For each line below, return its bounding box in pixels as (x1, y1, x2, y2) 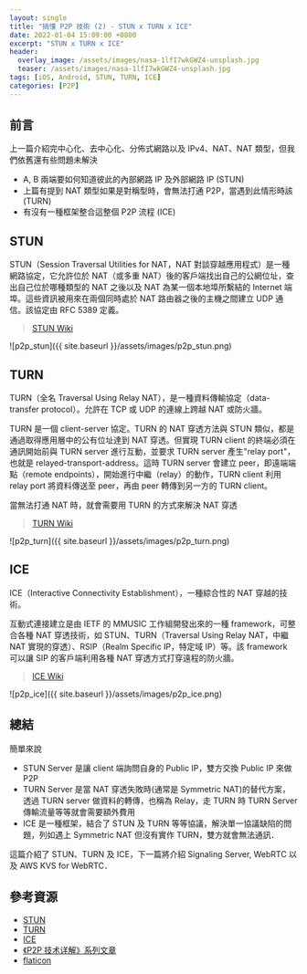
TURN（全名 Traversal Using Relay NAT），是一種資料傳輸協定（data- (9, 393, 270, 403)
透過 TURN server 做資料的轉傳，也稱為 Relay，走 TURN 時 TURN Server (22, 795, 298, 806)
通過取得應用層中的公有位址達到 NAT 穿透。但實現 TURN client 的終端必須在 (9, 435, 296, 445)
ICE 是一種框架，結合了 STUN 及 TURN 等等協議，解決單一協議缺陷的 (22, 818, 284, 829)
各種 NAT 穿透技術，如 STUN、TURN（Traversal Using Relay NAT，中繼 (16, 629, 290, 640)
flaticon (22, 955, 52, 966)
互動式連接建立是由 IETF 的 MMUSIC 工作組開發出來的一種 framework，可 (9, 618, 289, 629)
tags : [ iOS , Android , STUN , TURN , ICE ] (9, 73, 162, 82)
